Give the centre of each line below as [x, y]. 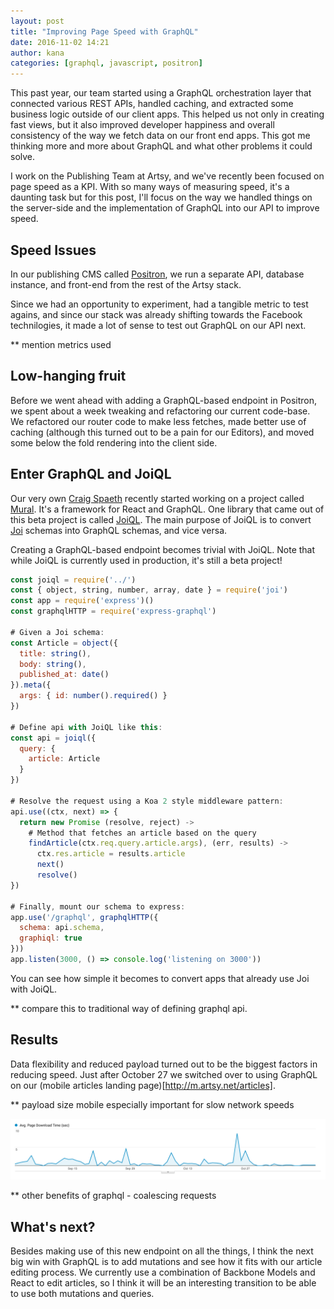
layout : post [37, 21]
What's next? [53, 1226]
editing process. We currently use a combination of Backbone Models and [163, 1272]
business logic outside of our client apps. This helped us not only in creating [167, 114]
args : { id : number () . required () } [93, 696]
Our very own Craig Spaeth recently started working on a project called [157, 498]
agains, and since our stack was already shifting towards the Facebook [156, 314]
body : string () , [53, 664]
